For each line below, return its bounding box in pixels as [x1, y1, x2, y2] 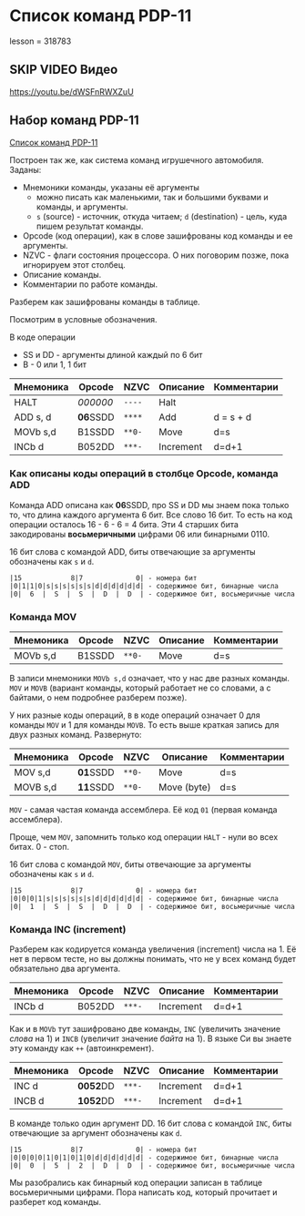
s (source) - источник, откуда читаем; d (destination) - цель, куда [36, 210, 288, 221]
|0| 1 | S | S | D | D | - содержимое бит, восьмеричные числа [9, 903, 296, 912]
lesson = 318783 [9, 36, 72, 46]
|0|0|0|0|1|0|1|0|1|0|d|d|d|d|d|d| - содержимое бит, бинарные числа [9, 1153, 280, 1162]
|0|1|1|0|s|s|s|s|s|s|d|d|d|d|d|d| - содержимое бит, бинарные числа [9, 581, 280, 590]
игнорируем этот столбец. [22, 259, 126, 270]
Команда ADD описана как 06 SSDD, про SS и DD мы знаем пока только [9, 499, 290, 510]
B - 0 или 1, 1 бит [22, 359, 86, 370]
